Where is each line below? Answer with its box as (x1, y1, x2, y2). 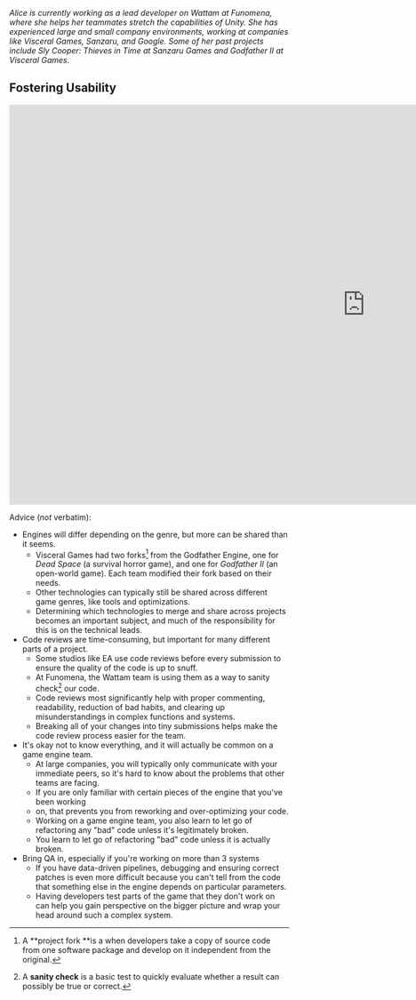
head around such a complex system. (35, 910, 173, 921)
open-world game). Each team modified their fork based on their (35, 568, 273, 579)
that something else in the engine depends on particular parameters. (35, 882, 287, 892)
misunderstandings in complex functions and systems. (35, 711, 236, 723)
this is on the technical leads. (35, 625, 142, 636)
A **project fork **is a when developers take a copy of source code (21, 935, 271, 946)
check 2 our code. (35, 682, 100, 694)
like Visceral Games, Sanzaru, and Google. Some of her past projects (9, 36, 264, 46)
